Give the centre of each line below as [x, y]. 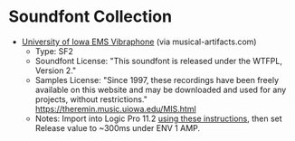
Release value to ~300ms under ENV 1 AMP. [118, 127]
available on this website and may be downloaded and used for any [161, 89]
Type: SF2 [54, 51]
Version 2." [56, 70]
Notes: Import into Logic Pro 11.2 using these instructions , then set [158, 118]
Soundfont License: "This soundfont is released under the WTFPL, [158, 61]
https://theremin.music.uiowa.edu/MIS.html [115, 108]
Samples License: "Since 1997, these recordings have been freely [157, 80]
